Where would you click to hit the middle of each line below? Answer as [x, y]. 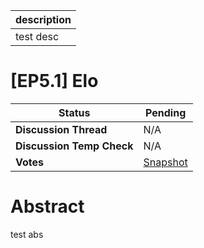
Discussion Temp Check [74, 146]
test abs [27, 234]
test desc [37, 36]
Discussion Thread [61, 129]
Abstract [47, 206]
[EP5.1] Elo [54, 81]
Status [74, 112]
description [43, 19]
